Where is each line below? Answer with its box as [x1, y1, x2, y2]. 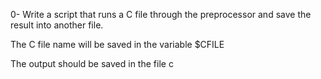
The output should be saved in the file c [10, 58, 174, 69]
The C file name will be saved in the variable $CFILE [10, 39, 225, 50]
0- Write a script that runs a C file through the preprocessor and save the [10, 9, 312, 20]
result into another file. [10, 19, 104, 31]
